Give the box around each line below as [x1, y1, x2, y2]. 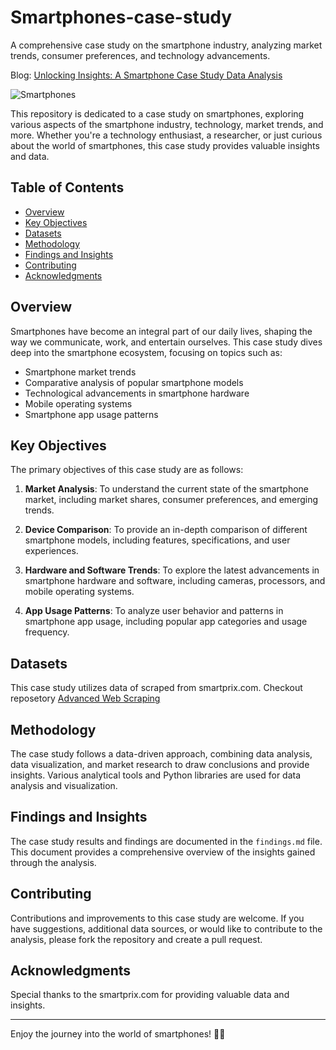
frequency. [24, 626, 70, 638]
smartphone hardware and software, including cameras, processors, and [24, 575, 326, 587]
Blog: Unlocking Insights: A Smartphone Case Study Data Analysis [10, 69, 283, 81]
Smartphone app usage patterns [24, 408, 159, 420]
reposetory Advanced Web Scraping [10, 692, 161, 705]
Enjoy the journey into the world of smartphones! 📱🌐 [10, 1028, 226, 1040]
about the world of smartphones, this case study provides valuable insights [10, 139, 320, 151]
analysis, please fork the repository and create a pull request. [10, 933, 263, 945]
